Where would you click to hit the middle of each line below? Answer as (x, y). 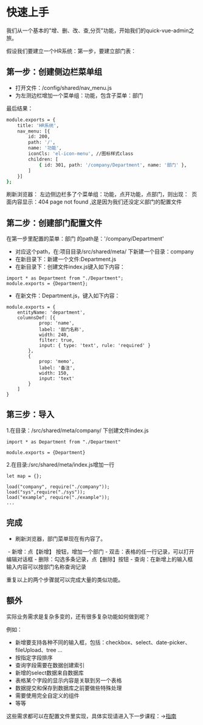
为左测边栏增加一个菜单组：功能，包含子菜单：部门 (79, 95)
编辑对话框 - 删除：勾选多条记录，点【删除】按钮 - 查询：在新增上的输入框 (100, 559)
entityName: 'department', (51, 313)
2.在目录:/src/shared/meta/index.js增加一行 (60, 464)
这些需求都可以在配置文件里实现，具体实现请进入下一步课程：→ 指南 (91, 716)
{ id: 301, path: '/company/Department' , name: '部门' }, (113, 165)
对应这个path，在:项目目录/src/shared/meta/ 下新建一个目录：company (105, 252)
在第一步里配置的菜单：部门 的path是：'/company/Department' (85, 239)
